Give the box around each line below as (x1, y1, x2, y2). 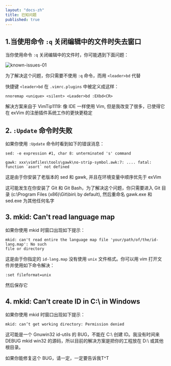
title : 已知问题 (5, 12, 37, 17)
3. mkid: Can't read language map (5, 213, 115, 222)
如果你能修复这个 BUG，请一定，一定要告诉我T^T (5, 355, 109, 361)
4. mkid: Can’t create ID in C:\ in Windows (5, 297, 140, 306)
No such (30, 242, 47, 247)
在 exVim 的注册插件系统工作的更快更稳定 (5, 110, 93, 116)
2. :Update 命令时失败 (5, 126, 72, 135)
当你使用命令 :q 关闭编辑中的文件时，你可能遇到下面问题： (5, 52, 129, 58)
